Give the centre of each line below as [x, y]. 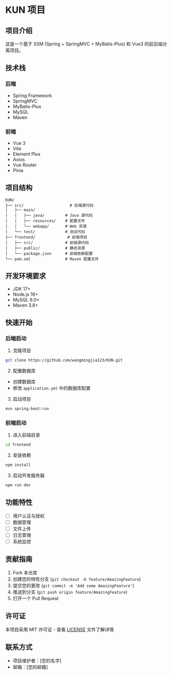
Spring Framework [32, 96]
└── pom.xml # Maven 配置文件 [52, 259]
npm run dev [18, 485]
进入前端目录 [26, 435]
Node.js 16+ [25, 294]
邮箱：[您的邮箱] [30, 667]
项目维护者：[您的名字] [37, 661]
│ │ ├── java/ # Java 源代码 [49, 215]
